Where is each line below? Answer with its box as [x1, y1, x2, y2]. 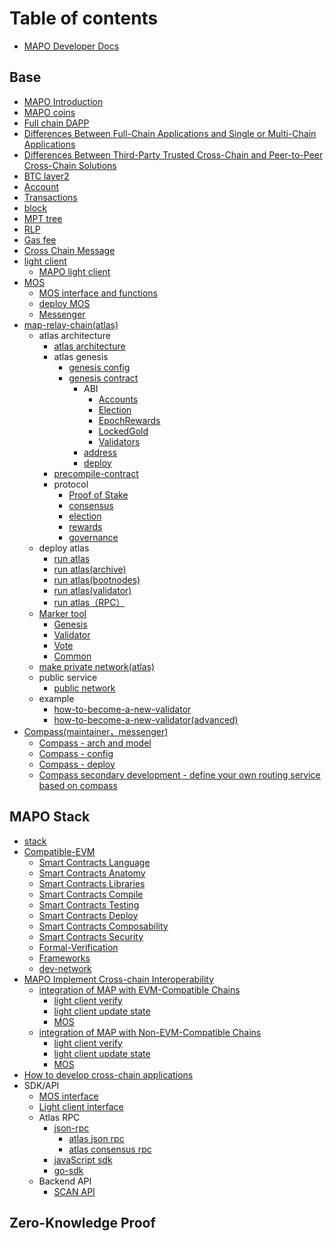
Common [53, 650, 92, 662]
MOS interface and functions [38, 287, 158, 299]
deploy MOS [38, 297, 91, 309]
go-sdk [53, 1164, 84, 1176]
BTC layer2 [23, 170, 70, 182]
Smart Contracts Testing [38, 898, 140, 911]
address [83, 446, 117, 458]
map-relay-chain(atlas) [23, 318, 119, 331]
